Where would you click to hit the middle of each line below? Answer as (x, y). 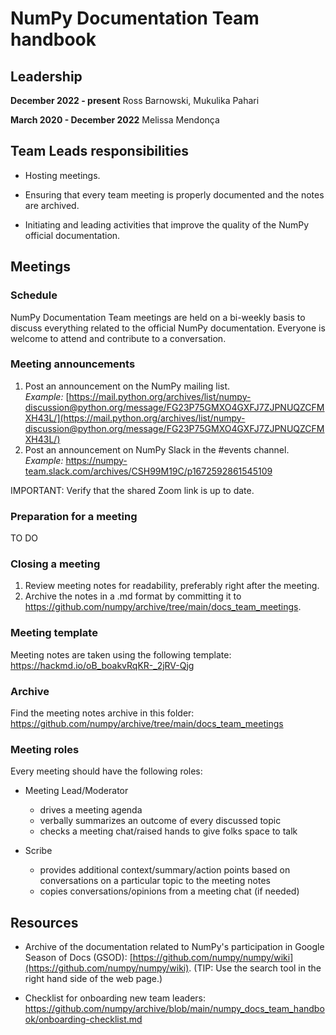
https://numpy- (96, 460)
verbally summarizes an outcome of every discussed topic (160, 821)
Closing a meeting (55, 564)
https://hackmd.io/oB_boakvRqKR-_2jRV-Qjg (102, 665)
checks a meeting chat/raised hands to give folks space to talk (168, 831)
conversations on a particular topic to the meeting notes (155, 881)
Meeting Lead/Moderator (76, 791)
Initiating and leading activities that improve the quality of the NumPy (167, 224)
